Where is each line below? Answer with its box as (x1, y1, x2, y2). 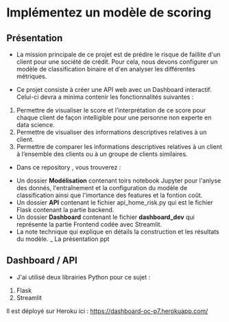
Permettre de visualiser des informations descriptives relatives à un (16, 128, 207, 136)
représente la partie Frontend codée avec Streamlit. (16, 220, 162, 228)
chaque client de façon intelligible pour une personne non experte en (16, 113, 212, 122)
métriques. (16, 72, 47, 80)
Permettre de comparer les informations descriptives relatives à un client (16, 143, 222, 150)
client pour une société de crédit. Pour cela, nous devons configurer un (16, 58, 218, 66)
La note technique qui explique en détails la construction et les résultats (16, 228, 220, 235)
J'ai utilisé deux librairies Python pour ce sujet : (16, 273, 151, 281)
